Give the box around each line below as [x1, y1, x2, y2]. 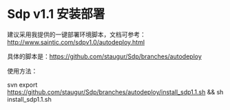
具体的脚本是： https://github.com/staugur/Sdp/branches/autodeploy [7, 52, 202, 60]
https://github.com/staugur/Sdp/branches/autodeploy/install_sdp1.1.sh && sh [7, 87, 224, 96]
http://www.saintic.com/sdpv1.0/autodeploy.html [7, 38, 145, 46]
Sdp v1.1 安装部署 [7, 6, 105, 22]
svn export [7, 80, 38, 89]
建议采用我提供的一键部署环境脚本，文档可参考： [7, 30, 146, 38]
